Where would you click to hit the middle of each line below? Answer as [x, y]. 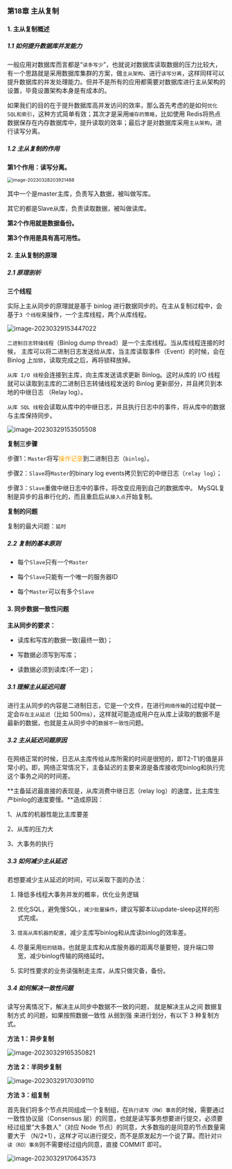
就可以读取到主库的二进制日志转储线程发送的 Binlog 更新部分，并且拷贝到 [112, 383]
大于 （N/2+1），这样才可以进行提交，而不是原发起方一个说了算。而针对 [115, 1136]
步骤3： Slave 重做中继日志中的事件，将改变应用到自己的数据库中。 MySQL [113, 488]
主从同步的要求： [32, 625]
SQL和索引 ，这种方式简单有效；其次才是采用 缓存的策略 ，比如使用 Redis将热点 [114, 114]
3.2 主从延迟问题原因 [37, 740]
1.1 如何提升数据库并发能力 [45, 46]
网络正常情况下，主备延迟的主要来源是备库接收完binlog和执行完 [134, 768]
